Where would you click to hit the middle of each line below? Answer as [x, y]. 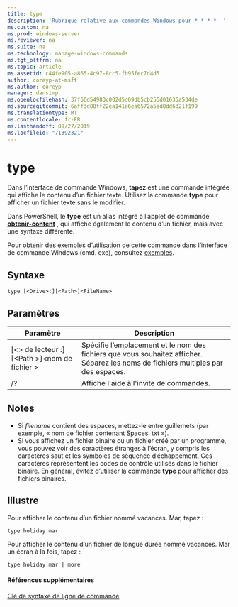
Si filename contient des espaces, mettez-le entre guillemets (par [113, 425]
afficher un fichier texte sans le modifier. [66, 202]
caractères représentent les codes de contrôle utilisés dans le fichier [118, 463]
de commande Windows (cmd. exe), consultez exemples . [91, 253]
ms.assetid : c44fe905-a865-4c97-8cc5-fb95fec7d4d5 [84, 73]
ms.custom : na [28, 27]
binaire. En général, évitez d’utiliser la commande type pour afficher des [123, 471]
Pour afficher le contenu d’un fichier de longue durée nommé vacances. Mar [119, 544]
